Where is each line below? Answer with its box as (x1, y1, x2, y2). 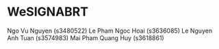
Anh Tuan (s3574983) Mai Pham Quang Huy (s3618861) (7, 33, 164, 42)
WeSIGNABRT (7, 4, 89, 20)
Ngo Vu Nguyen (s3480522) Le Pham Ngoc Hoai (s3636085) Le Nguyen (7, 27, 213, 35)
